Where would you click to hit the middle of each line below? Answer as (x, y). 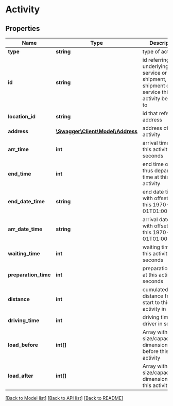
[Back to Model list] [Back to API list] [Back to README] (64, 398)
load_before (23, 345)
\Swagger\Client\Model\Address (97, 131)
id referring (156, 60)
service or (155, 73)
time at (151, 177)
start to (151, 302)
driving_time (24, 320)
